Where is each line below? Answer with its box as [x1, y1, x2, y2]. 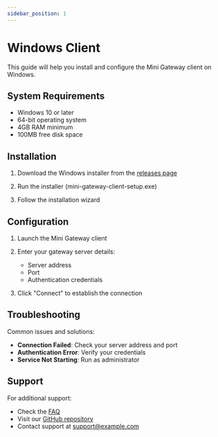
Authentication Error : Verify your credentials [17, 348, 146, 356]
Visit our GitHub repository [17, 414, 93, 422]
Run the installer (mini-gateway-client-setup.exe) [17, 183, 157, 191]
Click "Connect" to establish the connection [17, 289, 143, 297]
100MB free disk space [17, 131, 83, 139]
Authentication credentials [27, 276, 103, 283]
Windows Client [7, 39, 100, 55]
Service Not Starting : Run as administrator [17, 355, 140, 364]
